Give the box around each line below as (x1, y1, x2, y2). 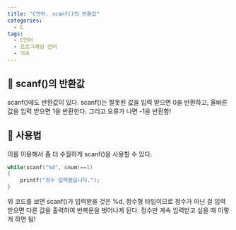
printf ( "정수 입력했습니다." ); (20, 177, 100, 184)
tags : (7, 30, 23, 38)
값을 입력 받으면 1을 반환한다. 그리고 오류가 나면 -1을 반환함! (7, 107, 172, 115)
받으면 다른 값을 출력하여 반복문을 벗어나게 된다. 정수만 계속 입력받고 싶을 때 (7, 206, 217, 214)
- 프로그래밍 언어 (13, 43, 58, 50)
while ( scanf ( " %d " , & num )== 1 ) (7, 163, 93, 171)
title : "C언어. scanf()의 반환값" (7, 10, 100, 18)
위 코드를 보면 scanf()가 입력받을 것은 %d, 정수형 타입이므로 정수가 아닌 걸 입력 (7, 197, 226, 205)
